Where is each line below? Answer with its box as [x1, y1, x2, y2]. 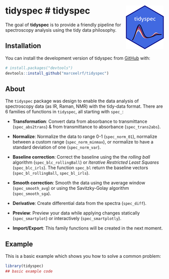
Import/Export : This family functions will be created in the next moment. [12, 225, 163, 231]
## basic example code [5, 269, 53, 274]
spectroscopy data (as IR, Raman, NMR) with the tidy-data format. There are [5, 103, 163, 109]
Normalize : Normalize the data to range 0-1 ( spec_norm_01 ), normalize [12, 133, 157, 139]
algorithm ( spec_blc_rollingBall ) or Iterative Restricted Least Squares [12, 159, 159, 166]
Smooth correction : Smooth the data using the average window [12, 180, 145, 186]
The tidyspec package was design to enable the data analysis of [5, 98, 139, 104]
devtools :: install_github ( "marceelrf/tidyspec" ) [5, 71, 109, 76]
